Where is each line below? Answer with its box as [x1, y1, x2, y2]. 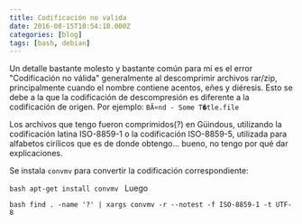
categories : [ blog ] [9, 30, 83, 39]
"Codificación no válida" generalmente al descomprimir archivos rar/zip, [9, 73, 278, 84]
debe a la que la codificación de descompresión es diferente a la [9, 92, 250, 103]
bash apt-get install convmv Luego [9, 182, 149, 194]
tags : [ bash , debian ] [9, 38, 91, 48]
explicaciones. [9, 148, 63, 159]
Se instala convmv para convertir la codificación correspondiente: [9, 165, 250, 176]
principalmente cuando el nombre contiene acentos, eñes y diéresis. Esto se [9, 82, 293, 93]
